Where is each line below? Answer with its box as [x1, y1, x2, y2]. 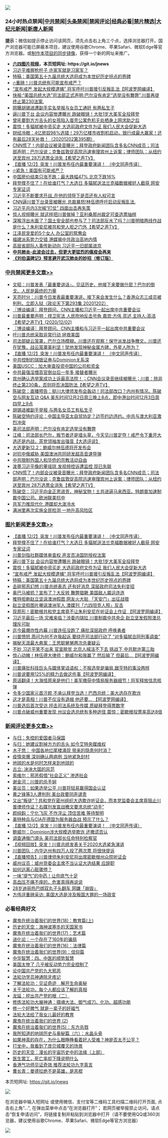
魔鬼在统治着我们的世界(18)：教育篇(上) [12, 918, 94, 924]
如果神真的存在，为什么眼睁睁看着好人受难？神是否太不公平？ [12, 1037, 140, 1043]
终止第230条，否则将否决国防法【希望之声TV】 [12, 382, 110, 388]
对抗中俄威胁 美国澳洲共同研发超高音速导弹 [12, 450, 101, 456]
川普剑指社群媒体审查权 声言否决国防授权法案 [12, 552, 106, 558]
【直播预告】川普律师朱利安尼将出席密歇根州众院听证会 [12, 854, 126, 860]
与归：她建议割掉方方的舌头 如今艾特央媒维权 [12, 741, 106, 747]
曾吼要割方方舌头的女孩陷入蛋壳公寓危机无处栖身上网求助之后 [12, 117, 140, 123]
